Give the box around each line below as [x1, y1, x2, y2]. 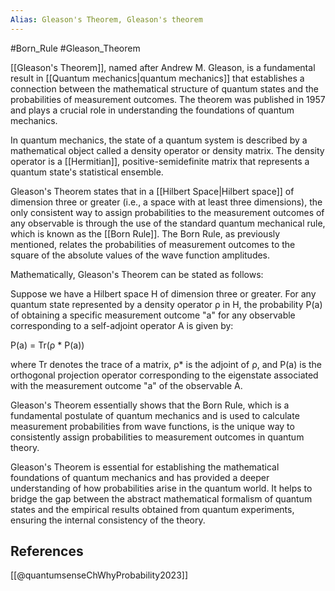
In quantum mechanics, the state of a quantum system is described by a [10, 134, 308, 146]
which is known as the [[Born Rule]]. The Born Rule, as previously [10, 227, 281, 240]
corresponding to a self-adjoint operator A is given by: [10, 319, 234, 331]
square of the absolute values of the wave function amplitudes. [10, 249, 271, 261]
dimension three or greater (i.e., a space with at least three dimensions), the [10, 196, 323, 208]
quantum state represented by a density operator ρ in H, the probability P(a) [10, 298, 323, 310]
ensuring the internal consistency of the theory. [10, 514, 206, 526]
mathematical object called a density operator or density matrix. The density [10, 144, 325, 156]
